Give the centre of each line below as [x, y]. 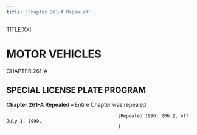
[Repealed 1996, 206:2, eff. [154, 116]
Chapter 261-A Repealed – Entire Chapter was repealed [76, 105]
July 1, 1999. [24, 122]
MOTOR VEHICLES [54, 54]
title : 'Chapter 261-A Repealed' [49, 12]
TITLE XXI [19, 29]
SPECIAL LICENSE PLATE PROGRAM [76, 90]
